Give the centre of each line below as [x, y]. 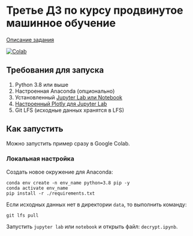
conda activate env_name [37, 188]
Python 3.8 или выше [42, 84]
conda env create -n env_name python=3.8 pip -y [68, 183]
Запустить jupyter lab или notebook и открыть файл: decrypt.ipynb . [92, 226]
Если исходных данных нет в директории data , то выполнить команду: [96, 204]
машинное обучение [61, 23]
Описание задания [30, 40]
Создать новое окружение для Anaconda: [60, 172]
